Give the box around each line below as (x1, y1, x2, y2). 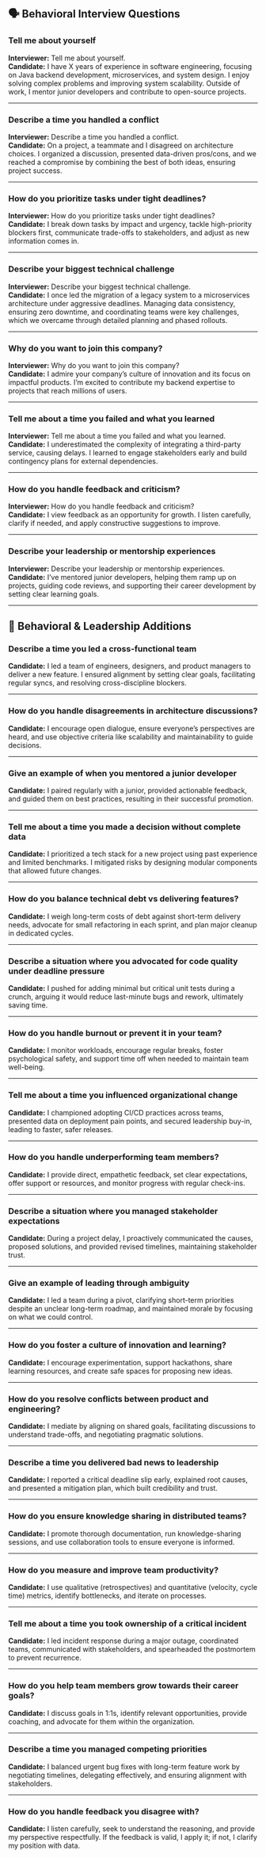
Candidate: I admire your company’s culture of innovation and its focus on (8, 369, 251, 378)
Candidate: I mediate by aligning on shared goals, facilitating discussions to (8, 1422, 256, 1431)
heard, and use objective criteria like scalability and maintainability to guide (8, 731, 253, 741)
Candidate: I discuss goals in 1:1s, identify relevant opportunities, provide (8, 1708, 248, 1718)
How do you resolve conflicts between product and (8, 1393, 209, 1404)
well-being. (8, 1062, 45, 1072)
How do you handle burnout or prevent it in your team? (8, 1027, 222, 1038)
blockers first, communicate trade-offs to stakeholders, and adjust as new (8, 228, 249, 237)
